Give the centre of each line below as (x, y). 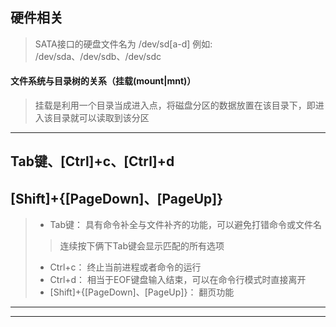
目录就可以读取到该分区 (101, 118)
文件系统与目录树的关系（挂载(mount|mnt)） (103, 81)
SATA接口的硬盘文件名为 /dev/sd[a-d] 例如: (123, 44)
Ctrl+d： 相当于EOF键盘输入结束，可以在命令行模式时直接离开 (178, 280)
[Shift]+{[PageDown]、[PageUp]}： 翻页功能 (142, 292)
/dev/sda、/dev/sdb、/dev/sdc (98, 56)
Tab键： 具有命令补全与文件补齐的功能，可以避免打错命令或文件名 (185, 225)
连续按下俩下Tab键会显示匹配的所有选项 (142, 246)
